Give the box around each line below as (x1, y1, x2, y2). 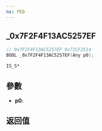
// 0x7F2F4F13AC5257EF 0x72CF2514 (6, 47, 92, 53)
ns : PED (6, 8, 26, 15)
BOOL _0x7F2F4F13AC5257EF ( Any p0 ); (6, 52, 94, 59)
